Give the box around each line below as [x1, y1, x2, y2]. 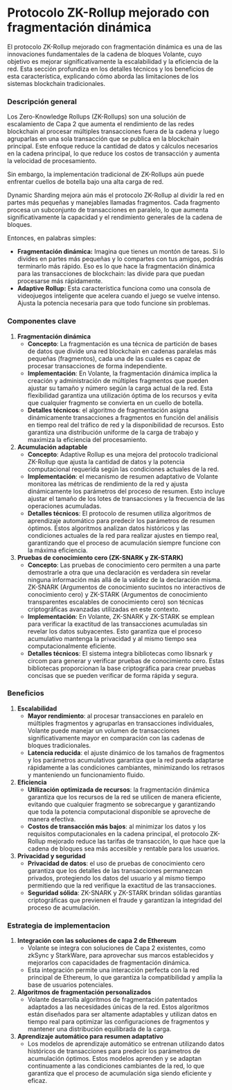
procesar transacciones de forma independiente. [27, 361, 168, 370]
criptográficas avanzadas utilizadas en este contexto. [27, 605, 180, 613]
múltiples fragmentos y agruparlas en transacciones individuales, [27, 719, 215, 727]
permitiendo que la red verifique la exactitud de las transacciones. [27, 881, 217, 889]
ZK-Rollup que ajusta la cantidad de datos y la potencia [27, 457, 185, 466]
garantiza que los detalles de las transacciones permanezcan [27, 866, 203, 875]
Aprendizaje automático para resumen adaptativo [17, 1032, 164, 1041]
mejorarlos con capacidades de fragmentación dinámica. [27, 959, 191, 967]
